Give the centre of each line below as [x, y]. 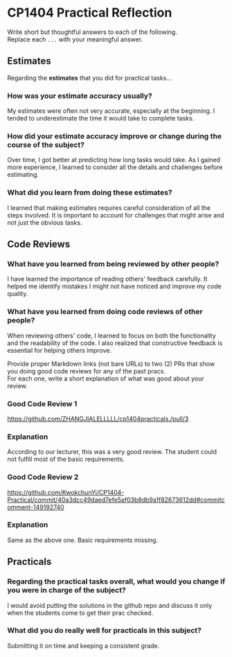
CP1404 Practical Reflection [90, 13]
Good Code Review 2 [43, 478]
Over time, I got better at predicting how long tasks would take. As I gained [114, 160]
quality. [18, 294]
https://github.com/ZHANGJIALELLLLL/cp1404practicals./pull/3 [98, 419]
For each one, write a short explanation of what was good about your [106, 378]
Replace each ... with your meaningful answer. [75, 39]
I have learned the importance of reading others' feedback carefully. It [107, 279]
